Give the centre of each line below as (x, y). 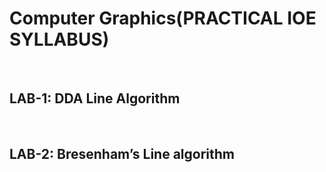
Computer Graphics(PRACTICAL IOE (163, 18)
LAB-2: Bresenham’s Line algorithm (122, 154)
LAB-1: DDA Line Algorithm (95, 98)
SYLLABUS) (59, 39)
